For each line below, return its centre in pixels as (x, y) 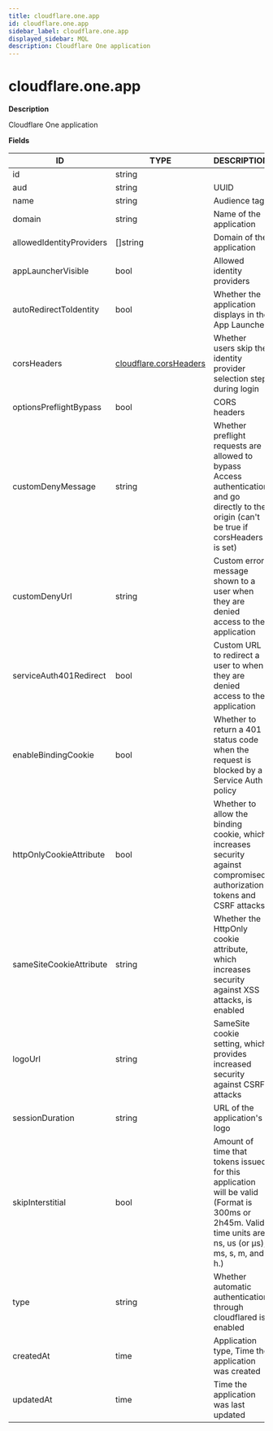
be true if (231, 527)
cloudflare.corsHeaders (160, 364)
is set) (225, 548)
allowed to (233, 456)
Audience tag (239, 201)
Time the (230, 1385)
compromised (240, 875)
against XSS (236, 990)
